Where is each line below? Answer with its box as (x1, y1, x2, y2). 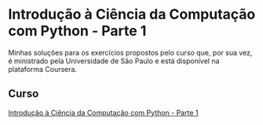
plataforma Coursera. (8, 64, 77, 73)
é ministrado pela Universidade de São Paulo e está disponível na (8, 56, 220, 66)
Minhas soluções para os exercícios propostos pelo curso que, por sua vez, (8, 48, 253, 57)
